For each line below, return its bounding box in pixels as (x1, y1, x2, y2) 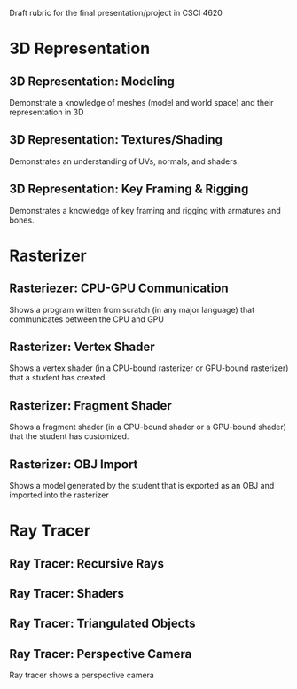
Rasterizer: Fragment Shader (9, 398, 172, 413)
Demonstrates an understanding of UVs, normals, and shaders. (9, 155, 239, 167)
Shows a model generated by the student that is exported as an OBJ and (9, 481, 275, 491)
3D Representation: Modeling (9, 74, 176, 89)
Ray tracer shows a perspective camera (9, 669, 155, 681)
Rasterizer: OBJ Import (9, 457, 138, 472)
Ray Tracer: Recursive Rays (9, 556, 164, 571)
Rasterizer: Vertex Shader (9, 340, 155, 355)
